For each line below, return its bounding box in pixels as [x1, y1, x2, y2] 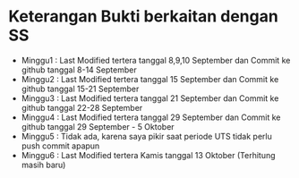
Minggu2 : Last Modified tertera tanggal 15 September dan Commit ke [21, 73, 279, 84]
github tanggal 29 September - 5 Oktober [21, 121, 175, 131]
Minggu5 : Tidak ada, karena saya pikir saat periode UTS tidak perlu [21, 131, 272, 141]
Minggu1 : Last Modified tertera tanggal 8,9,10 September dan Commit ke [21, 55, 291, 65]
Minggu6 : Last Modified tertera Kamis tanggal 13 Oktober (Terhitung [21, 149, 276, 160]
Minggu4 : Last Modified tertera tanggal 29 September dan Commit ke [21, 112, 281, 123]
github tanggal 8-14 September [21, 64, 137, 75]
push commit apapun [21, 140, 100, 151]
